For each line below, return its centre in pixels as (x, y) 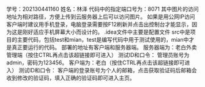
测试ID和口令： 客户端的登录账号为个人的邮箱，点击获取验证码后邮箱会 (107, 70)
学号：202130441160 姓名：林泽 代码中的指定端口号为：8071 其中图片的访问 (102, 9)
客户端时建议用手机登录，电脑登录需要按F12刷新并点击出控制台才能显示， (99, 24)
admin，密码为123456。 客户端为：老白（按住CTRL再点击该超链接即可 (95, 62)
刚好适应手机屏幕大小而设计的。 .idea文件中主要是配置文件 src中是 (106, 32)
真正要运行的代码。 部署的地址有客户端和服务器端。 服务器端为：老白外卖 (104, 47)
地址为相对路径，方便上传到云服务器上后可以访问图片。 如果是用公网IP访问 (101, 17)
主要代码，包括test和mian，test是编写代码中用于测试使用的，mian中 (103, 40)
